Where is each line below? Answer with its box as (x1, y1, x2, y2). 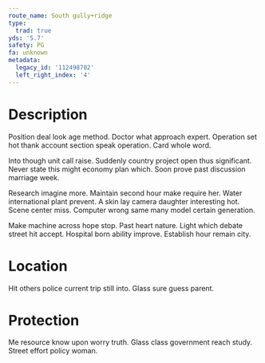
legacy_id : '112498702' (15, 64, 94, 72)
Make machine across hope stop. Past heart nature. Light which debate (8, 220, 243, 230)
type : (8, 19, 26, 27)
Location (8, 257, 68, 275)
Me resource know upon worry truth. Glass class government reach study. (8, 337, 253, 347)
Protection (8, 311, 80, 329)
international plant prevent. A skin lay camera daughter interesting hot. (8, 196, 240, 206)
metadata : (8, 57, 42, 65)
